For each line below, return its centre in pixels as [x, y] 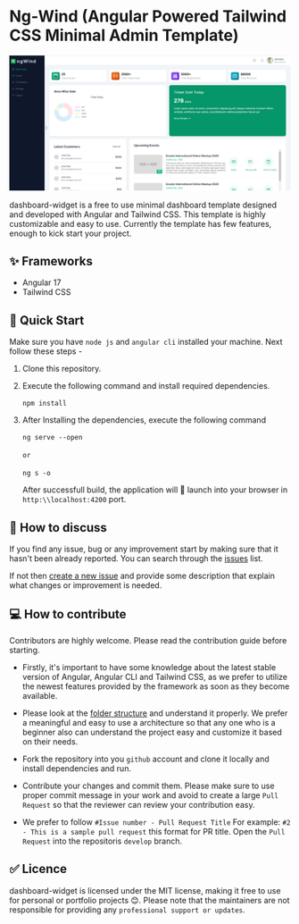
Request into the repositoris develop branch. [102, 841]
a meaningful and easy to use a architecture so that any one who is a [149, 722]
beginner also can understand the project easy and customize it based [152, 732]
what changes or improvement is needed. [86, 585]
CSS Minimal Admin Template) [124, 35]
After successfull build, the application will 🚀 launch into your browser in [155, 490]
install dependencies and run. [77, 768]
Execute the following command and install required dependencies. [146, 386]
